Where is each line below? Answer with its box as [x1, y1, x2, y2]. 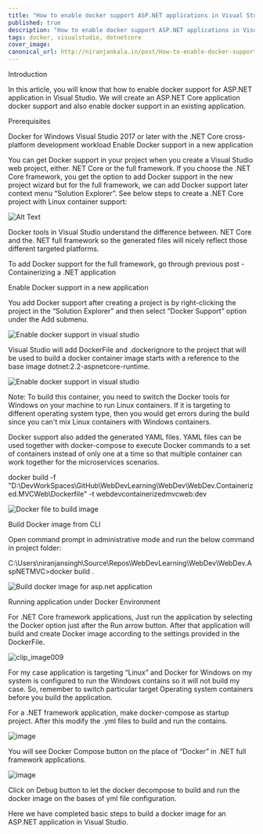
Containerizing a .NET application [8, 268, 117, 277]
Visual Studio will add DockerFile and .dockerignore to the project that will [8, 345, 247, 354]
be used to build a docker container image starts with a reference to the [8, 354, 240, 362]
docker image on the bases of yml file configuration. [8, 794, 177, 803]
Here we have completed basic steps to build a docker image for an [8, 809, 226, 818]
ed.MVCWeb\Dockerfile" [8, 490, 88, 498]
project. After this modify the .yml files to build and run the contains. [8, 716, 228, 726]
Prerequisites [8, 117, 51, 126]
